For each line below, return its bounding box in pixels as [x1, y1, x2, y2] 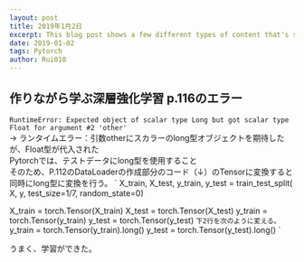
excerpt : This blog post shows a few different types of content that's [9, 30, 290, 39]
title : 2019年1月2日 [9, 22, 83, 31]
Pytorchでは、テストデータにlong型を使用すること [9, 154, 197, 165]
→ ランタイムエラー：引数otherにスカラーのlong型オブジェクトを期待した [9, 132, 285, 143]
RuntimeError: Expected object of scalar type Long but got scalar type [9, 115, 290, 125]
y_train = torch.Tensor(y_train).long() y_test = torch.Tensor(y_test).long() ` [9, 224, 281, 235]
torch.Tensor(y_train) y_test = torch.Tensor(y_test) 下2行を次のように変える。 [9, 214, 281, 226]
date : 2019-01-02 [9, 38, 75, 48]
